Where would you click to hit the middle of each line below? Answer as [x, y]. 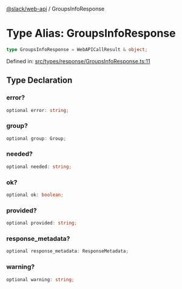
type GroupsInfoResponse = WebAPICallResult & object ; [77, 49]
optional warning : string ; [40, 279]
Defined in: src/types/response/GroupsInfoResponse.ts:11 [78, 61]
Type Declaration [39, 81]
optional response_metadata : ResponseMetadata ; [68, 251]
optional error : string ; [38, 110]
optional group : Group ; [36, 138]
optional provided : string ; [42, 223]
